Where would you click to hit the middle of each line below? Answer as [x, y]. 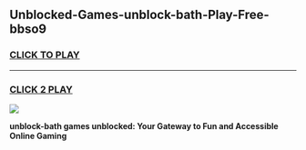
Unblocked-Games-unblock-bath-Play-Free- [140, 15]
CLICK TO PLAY [45, 55]
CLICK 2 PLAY [41, 89]
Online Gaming [38, 135]
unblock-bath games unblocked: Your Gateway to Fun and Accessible [144, 125]
